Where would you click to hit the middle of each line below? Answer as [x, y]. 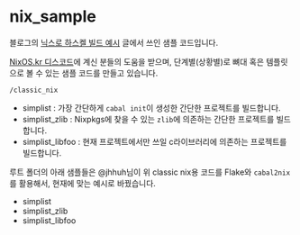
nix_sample [53, 17]
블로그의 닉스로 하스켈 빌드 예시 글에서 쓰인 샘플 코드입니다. [114, 42]
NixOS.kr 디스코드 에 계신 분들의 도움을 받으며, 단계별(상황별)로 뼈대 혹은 [136, 61]
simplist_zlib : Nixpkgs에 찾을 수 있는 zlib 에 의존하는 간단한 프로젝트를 [148, 119]
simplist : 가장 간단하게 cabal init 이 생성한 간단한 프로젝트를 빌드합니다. [151, 108]
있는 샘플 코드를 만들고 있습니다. [101, 73]
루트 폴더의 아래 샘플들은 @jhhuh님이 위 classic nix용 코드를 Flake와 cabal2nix [150, 172]
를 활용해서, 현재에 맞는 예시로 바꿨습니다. [82, 183]
